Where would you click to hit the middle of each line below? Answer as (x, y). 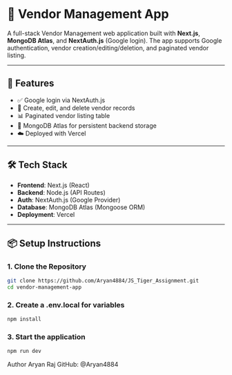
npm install (24, 319)
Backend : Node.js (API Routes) (61, 192)
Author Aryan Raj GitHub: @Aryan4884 (63, 365)
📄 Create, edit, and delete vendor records (76, 108)
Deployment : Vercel (46, 214)
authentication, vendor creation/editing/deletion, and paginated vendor (108, 48)
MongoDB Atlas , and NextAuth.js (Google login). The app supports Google (115, 40)
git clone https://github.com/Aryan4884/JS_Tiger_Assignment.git (103, 281)
